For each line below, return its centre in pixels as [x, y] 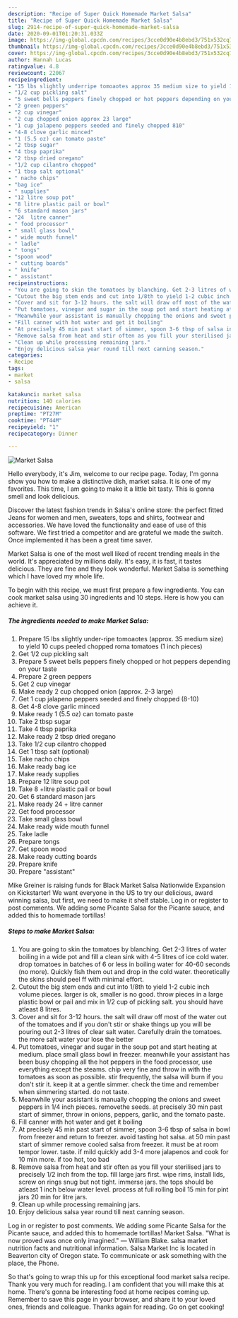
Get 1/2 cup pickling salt [53, 653]
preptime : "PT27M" [35, 414]
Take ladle [33, 833]
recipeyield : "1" [34, 427]
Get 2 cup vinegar [44, 684]
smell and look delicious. [44, 496]
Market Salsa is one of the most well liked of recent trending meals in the [114, 553]
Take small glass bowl [50, 819]
